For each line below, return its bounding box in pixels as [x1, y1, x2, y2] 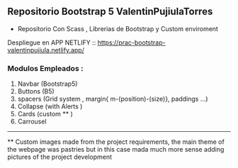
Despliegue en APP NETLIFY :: [7, 38, 96, 47]
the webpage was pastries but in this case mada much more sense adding [7, 145, 225, 154]
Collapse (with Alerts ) [17, 102, 83, 111]
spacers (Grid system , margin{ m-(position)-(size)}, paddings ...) [17, 95, 208, 103]
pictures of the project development [7, 152, 112, 162]
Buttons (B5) [17, 87, 55, 96]
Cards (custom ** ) [17, 110, 73, 118]
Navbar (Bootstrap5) [17, 79, 78, 88]
